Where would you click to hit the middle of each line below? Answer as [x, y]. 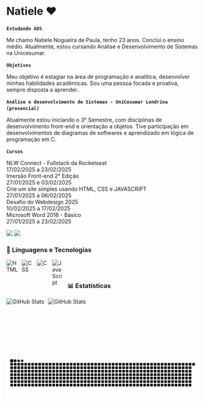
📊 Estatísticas [89, 286]
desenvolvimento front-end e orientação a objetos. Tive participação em [98, 126]
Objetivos [19, 65]
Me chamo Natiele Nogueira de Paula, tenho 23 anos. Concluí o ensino [95, 40]
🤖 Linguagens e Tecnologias [49, 250]
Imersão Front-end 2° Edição [43, 176]
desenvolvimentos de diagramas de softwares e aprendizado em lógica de [100, 133]
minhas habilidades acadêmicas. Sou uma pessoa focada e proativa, [93, 83]
